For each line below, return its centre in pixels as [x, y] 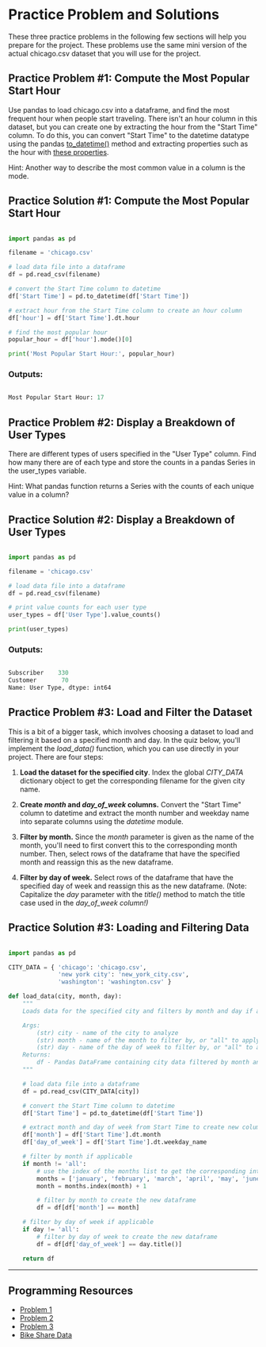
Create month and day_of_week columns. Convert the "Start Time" [130, 804]
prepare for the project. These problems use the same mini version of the [128, 44]
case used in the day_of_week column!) [84, 902]
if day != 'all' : [51, 1230]
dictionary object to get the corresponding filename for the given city [132, 780]
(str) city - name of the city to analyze [108, 1033]
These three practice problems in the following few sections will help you [127, 37]
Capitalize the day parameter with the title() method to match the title [132, 894]
